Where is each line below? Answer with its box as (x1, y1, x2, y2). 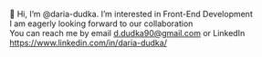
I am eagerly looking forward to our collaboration (9, 18, 194, 29)
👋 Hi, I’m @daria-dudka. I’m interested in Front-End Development (9, 9, 253, 19)
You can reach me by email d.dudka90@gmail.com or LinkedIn (9, 28, 246, 38)
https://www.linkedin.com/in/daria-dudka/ (9, 37, 167, 48)
